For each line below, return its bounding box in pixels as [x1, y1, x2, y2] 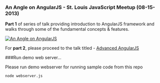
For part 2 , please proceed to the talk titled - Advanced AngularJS [5, 45, 139, 51]
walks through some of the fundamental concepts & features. [5, 26, 129, 32]
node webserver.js [5, 74, 43, 79]
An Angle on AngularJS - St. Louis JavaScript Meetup [5, 4, 135, 11]
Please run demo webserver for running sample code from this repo [5, 64, 143, 70]
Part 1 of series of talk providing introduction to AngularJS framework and [5, 21, 155, 27]
